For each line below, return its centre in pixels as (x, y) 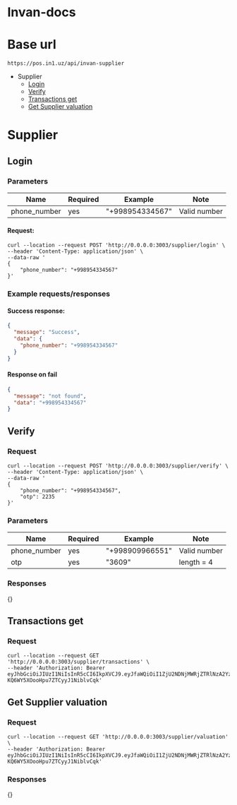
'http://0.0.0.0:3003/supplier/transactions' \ (79, 662)
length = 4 (196, 562)
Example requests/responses (59, 294)
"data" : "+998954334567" (50, 402)
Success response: (36, 311)
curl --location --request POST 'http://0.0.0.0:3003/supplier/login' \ (116, 245)
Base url (32, 45)
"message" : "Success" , (47, 333)
